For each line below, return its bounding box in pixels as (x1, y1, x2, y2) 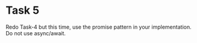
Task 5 (5, 4, 40, 17)
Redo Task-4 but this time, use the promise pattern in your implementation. (5, 23, 192, 30)
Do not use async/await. (5, 29, 66, 36)
